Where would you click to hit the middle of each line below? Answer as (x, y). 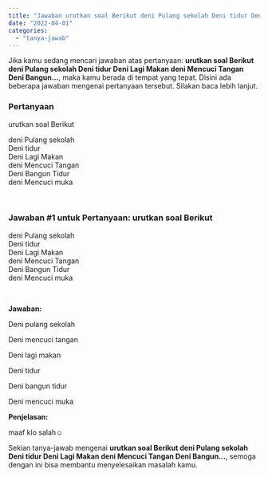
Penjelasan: (28, 416)
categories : (28, 30)
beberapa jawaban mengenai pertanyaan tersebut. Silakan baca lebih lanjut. (133, 86)
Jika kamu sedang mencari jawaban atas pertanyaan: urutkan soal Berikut (131, 61)
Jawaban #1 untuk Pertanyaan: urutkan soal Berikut (110, 218)
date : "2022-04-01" (41, 23)
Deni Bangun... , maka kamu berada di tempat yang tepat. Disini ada (120, 77)
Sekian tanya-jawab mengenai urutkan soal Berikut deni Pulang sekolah (128, 447)
